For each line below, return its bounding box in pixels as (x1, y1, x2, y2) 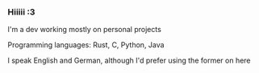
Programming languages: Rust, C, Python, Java (7, 40, 165, 50)
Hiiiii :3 (7, 6, 36, 18)
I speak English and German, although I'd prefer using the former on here (7, 55, 251, 66)
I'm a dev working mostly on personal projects (7, 25, 162, 34)
